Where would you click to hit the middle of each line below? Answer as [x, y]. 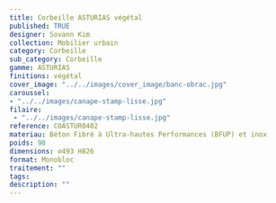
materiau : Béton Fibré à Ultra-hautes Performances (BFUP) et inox [138, 135]
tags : [19, 176]
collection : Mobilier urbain [64, 43]
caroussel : [30, 93]
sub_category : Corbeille [56, 59]
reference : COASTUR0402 [54, 127]
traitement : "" [38, 168]
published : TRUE [40, 26]
